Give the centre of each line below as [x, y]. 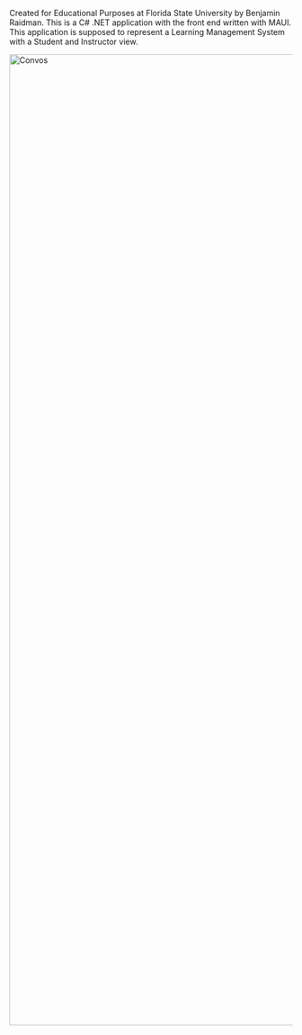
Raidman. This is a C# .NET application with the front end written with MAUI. [151, 22]
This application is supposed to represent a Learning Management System [147, 32]
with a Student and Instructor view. [74, 41]
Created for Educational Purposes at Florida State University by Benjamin [145, 13]
